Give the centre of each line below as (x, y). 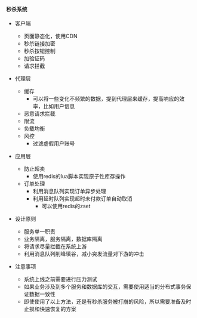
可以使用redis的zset (66, 206)
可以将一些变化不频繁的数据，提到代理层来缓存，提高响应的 (106, 99)
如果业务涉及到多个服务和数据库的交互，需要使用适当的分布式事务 (105, 287)
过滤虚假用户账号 (54, 144)
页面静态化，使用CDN (50, 36)
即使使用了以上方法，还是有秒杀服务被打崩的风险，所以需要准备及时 (107, 302)
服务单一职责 (39, 231)
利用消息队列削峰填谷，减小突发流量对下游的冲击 (84, 254)
